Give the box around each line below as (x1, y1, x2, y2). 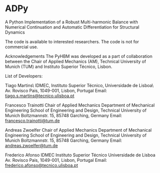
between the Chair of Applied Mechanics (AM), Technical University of (5, 58, 146, 64)
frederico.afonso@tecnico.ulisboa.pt (5, 162, 79, 168)
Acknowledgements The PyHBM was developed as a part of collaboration (5, 53, 153, 59)
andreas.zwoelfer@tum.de (5, 142, 58, 148)
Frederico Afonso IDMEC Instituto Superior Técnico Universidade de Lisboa (5, 152, 156, 158)
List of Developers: (5, 73, 43, 79)
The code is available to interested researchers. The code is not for (5, 38, 139, 44)
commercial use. (5, 44, 38, 50)
